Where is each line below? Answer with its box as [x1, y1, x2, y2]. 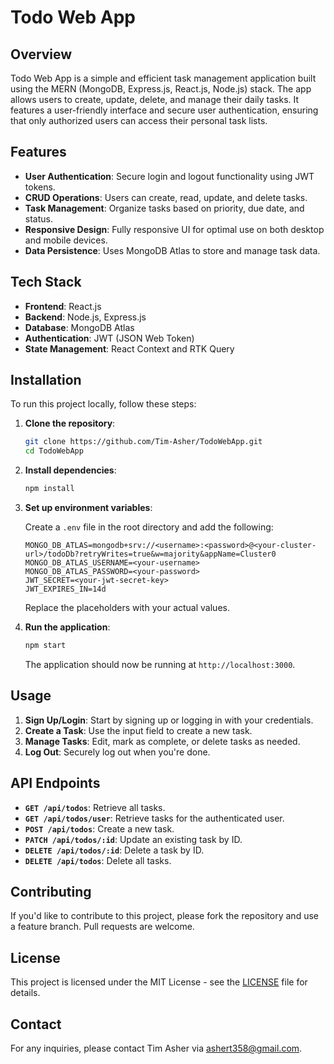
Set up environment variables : [24, 502, 153, 514]
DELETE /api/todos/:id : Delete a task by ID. [24, 844, 205, 856]
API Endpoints [10, 775, 101, 792]
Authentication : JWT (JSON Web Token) [24, 332, 195, 344]
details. [10, 987, 41, 999]
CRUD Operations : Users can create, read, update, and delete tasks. [24, 191, 308, 203]
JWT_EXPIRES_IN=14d [24, 584, 107, 595]
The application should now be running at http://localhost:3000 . [24, 658, 296, 670]
